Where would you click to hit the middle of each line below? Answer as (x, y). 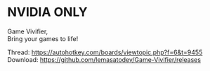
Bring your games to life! (43, 38)
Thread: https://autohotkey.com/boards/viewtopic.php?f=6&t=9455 (105, 52)
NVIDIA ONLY (47, 12)
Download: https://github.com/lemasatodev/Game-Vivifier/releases (104, 59)
